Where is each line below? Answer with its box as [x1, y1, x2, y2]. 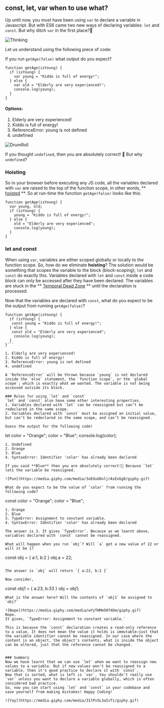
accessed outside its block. [5, 385, 65, 390]
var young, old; [9, 204, 43, 209]
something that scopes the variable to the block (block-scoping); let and [5, 267, 153, 273]
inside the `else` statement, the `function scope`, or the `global [5, 376, 148, 382]
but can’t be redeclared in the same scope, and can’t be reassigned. [5, 415, 152, 420]
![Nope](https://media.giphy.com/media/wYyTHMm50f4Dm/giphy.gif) [5, 608, 141, 613]
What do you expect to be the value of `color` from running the [5, 485, 141, 490]
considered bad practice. [5, 681, 58, 686]
